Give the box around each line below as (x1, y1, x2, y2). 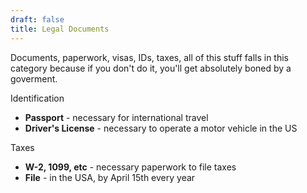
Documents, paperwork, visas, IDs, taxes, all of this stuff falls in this (10, 51, 290, 63)
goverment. (10, 72, 58, 85)
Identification (10, 92, 65, 104)
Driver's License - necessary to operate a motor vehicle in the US (24, 122, 298, 134)
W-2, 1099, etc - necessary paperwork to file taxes (24, 161, 237, 173)
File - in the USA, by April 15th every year (24, 171, 196, 183)
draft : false (10, 14, 65, 25)
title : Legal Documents (10, 24, 110, 34)
